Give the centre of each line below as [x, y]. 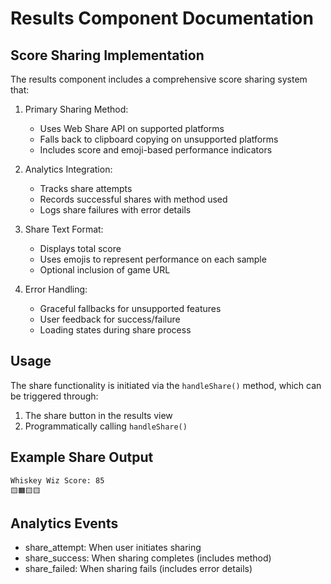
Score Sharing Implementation [107, 55]
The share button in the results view [98, 415]
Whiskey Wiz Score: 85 [57, 480]
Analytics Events [64, 523]
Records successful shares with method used [133, 199]
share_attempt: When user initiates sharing [113, 548]
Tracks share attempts [86, 188]
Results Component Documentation [162, 18]
